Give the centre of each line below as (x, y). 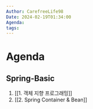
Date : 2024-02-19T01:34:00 (39, 17)
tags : (12, 28)
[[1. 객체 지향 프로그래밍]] (43, 93)
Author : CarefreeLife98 (35, 11)
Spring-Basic (31, 78)
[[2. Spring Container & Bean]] (51, 100)
